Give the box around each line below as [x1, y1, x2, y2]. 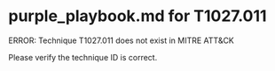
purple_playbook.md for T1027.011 [8, 6, 267, 26]
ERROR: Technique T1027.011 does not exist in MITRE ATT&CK [8, 35, 234, 46]
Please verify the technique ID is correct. [8, 52, 158, 62]
